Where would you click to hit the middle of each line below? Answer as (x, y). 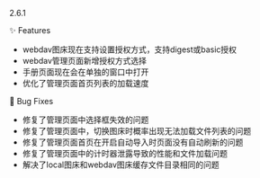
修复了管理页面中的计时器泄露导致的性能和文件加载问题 (125, 153)
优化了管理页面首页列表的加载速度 (85, 83)
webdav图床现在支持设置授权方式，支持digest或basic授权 (129, 49)
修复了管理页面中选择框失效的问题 (85, 120)
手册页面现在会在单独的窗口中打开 (85, 72)
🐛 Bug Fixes (31, 101)
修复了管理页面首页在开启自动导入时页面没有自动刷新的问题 (133, 142)
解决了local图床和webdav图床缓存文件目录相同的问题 (121, 165)
